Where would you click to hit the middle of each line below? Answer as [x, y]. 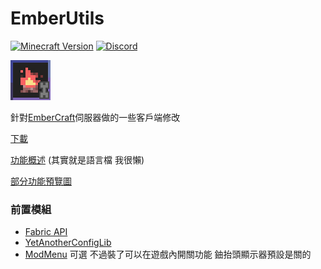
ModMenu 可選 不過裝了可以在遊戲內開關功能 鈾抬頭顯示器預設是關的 [168, 254]
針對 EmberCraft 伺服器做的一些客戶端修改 [95, 117]
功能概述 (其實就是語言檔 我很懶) [77, 159]
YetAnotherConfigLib [68, 243]
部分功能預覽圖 [41, 181]
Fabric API [46, 232]
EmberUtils [57, 18]
